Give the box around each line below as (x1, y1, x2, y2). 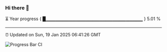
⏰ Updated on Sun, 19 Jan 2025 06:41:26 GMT (5, 32, 101, 38)
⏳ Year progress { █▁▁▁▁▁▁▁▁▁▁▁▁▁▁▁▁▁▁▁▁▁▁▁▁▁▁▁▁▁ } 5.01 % (5, 16, 161, 22)
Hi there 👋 (5, 4, 30, 11)
